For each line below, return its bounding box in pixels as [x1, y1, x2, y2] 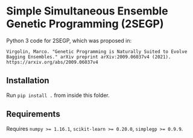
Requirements [6, 109, 60, 119]
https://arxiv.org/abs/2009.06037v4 [6, 59, 98, 65]
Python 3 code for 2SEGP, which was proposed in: [6, 37, 131, 44]
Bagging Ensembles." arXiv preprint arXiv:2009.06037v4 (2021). [6, 54, 171, 60]
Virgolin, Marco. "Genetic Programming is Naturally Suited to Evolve [6, 48, 188, 55]
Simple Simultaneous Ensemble [6, 4, 168, 18]
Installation [6, 75, 49, 86]
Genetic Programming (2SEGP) [6, 17, 164, 31]
